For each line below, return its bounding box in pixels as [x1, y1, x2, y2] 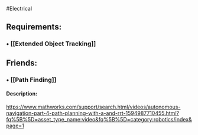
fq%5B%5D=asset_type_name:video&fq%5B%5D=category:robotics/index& [6, 116, 192, 123]
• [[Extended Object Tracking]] [6, 39, 96, 48]
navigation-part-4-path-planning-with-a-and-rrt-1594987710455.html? [6, 109, 179, 117]
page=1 [6, 122, 25, 129]
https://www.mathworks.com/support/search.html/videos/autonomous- [6, 103, 181, 110]
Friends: [6, 58, 37, 68]
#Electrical [6, 5, 33, 12]
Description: [6, 90, 37, 97]
